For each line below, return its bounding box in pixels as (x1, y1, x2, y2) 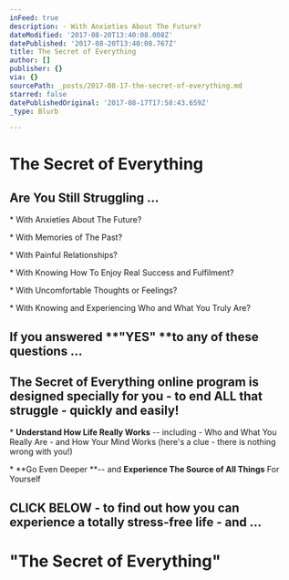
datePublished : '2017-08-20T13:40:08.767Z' (9, 38, 178, 48)
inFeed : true (9, 13, 59, 23)
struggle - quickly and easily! (9, 403, 180, 419)
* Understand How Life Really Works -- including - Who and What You (9, 427, 277, 438)
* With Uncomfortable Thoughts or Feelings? (9, 285, 178, 296)
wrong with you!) (9, 446, 73, 457)
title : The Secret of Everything (9, 47, 137, 57)
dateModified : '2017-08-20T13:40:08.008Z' (9, 30, 173, 39)
